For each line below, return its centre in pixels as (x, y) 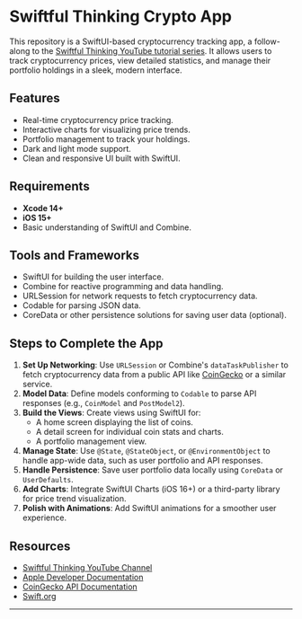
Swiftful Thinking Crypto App (120, 17)
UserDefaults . (48, 480)
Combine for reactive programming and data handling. (123, 287)
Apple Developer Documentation (83, 577)
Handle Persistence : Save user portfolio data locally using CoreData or (152, 470)
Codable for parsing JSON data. (81, 305)
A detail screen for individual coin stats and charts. (130, 432)
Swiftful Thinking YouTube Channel (87, 567)
